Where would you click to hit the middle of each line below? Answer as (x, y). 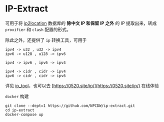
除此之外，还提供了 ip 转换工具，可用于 (46, 40)
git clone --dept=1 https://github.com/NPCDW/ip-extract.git (70, 105)
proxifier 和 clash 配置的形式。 (38, 29)
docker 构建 (17, 96)
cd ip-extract (20, 110)
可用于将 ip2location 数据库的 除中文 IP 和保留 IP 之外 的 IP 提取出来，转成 (81, 23)
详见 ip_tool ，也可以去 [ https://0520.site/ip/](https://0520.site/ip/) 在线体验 (82, 85)
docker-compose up (24, 114)
